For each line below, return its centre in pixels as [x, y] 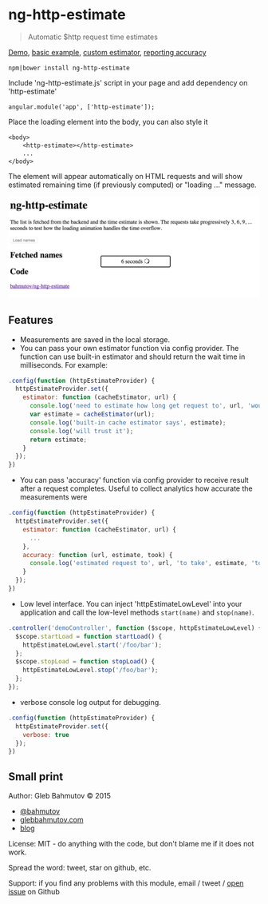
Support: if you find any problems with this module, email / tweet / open [126, 883]
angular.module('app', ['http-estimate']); [82, 107]
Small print [36, 777]
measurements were [53, 497]
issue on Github [34, 892]
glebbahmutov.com [51, 820]
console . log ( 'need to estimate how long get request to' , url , [137, 406]
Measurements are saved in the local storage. [95, 339]
